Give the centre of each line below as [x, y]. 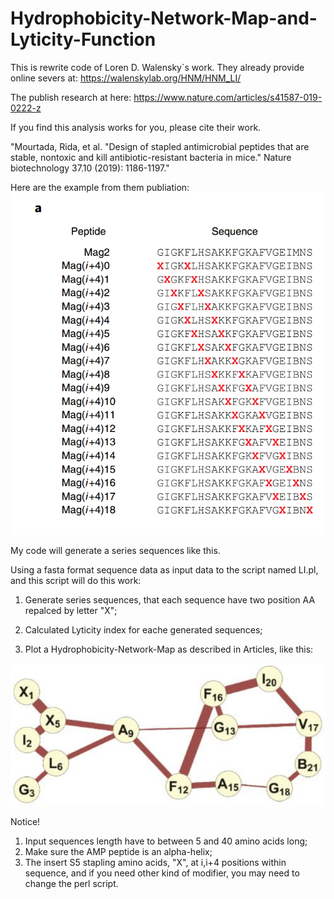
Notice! [25, 821]
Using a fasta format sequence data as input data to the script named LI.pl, [164, 569]
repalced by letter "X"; [71, 610]
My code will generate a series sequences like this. [115, 550]
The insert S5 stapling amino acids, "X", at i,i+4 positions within [155, 862]
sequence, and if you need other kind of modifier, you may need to [162, 873]
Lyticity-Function [83, 39]
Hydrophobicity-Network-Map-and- [164, 18]
